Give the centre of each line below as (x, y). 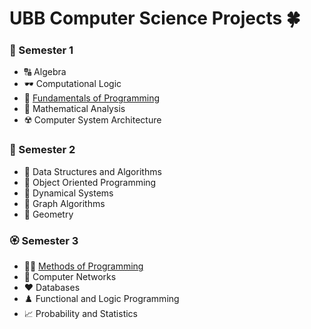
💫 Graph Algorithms (64, 203)
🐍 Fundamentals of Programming (92, 98)
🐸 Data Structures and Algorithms (92, 171)
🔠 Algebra (45, 72)
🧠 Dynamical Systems (68, 193)
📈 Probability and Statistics (80, 314)
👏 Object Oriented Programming (90, 182)
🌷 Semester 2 (42, 150)
